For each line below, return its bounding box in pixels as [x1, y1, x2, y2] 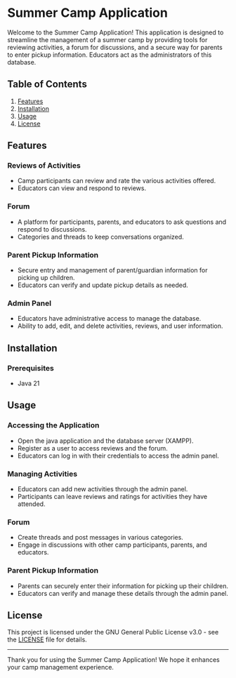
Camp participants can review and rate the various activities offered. [17, 177, 216, 185]
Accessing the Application [7, 420, 100, 430]
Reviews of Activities [7, 161, 81, 171]
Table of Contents [7, 79, 88, 91]
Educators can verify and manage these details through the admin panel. [17, 589, 228, 597]
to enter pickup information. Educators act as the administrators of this [7, 51, 212, 59]
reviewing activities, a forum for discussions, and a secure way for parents [7, 43, 223, 51]
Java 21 [17, 379, 40, 387]
